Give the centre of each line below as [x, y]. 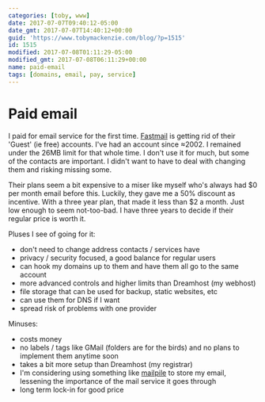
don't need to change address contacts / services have [110, 249]
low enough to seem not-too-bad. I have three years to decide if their [121, 210]
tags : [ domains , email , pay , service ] [72, 75]
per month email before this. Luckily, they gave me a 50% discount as [122, 193]
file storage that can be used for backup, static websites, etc [118, 291]
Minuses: [23, 324]
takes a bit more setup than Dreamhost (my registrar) [106, 364]
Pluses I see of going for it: [52, 234]
